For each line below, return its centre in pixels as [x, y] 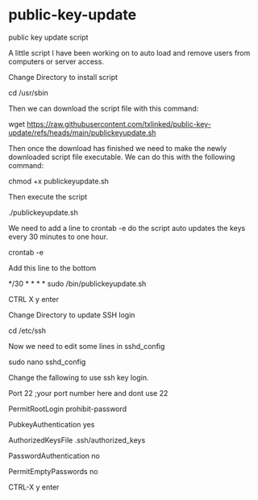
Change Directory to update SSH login [72, 315]
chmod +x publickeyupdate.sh [58, 181]
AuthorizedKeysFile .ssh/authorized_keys [77, 440]
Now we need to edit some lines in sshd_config [87, 346]
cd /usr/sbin [28, 92]
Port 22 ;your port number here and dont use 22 [88, 393]
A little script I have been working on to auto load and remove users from [129, 53]
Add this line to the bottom [52, 267]
